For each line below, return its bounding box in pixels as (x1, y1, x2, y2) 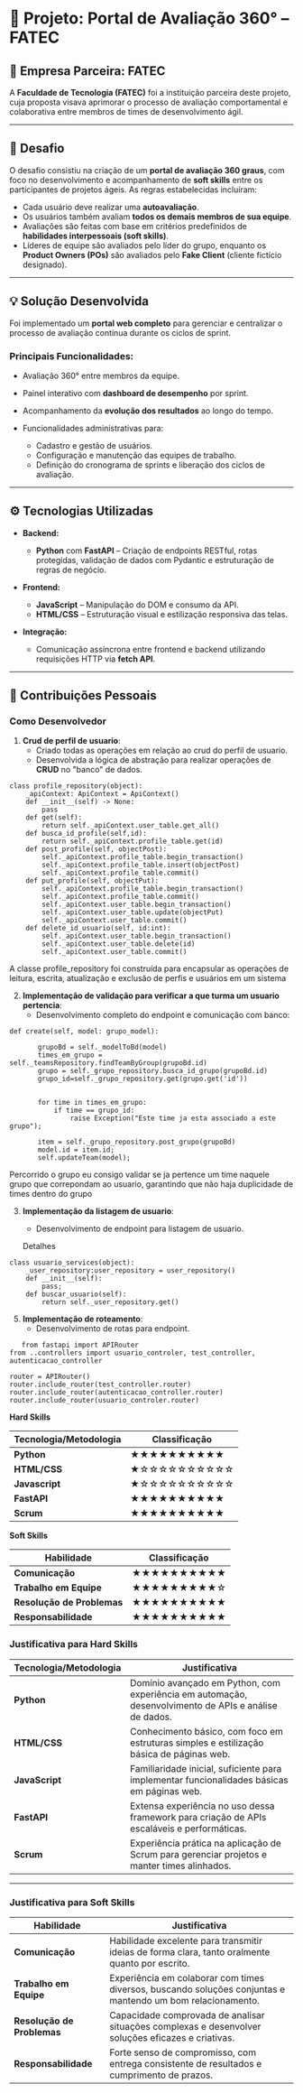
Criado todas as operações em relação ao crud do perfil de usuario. (35, 745, 289, 756)
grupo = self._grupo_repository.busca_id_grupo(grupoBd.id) (37, 1067, 269, 1076)
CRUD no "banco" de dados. (35, 764, 142, 775)
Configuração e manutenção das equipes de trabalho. (35, 449, 237, 460)
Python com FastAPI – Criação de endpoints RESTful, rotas (35, 545, 258, 556)
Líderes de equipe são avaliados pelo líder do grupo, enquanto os (22, 239, 267, 251)
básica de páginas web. (129, 1747, 231, 1760)
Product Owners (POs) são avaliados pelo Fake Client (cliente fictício (22, 249, 282, 260)
